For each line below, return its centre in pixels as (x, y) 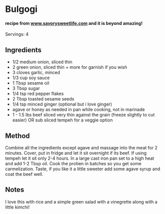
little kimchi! (17, 207)
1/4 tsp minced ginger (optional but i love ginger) (62, 104)
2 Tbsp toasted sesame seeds (43, 99)
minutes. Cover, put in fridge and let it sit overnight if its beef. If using (76, 153)
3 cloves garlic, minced (36, 73)
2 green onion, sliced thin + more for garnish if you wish (70, 67)
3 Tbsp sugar (26, 89)
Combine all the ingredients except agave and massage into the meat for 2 (81, 148)
